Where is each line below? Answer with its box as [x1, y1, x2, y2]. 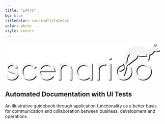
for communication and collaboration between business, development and [5, 108, 156, 114]
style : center [5, 28, 34, 34]
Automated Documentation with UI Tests [5, 90, 132, 98]
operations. [5, 113, 28, 120]
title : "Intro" [5, 8, 36, 13]
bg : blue [5, 13, 23, 18]
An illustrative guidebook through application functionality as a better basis [5, 103, 157, 109]
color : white [5, 24, 32, 28]
